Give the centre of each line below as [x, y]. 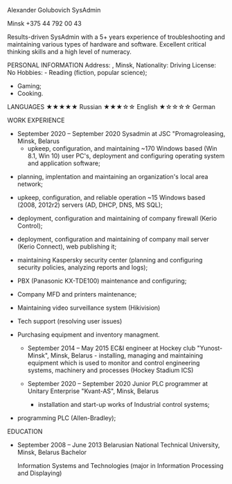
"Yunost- [210, 348]
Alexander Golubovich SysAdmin [54, 10]
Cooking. [30, 93]
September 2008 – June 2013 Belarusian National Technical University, [118, 445]
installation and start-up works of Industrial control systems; [124, 404]
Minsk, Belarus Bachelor [52, 452]
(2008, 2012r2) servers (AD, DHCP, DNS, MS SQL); [90, 205]
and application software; [64, 163]
